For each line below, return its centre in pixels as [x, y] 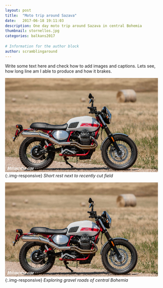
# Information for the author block [42, 46]
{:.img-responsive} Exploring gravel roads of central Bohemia [67, 280]
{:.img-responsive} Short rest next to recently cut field [59, 175]
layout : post [18, 10]
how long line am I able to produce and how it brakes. [58, 71]
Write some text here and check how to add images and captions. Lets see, [80, 66]
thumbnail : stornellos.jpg [32, 31]
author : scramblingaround [31, 51]
